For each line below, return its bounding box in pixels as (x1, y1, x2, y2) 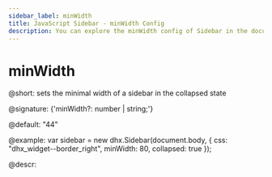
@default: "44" (8, 120, 58, 129)
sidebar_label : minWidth (8, 11, 92, 20)
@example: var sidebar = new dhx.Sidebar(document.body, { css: (8, 135, 228, 145)
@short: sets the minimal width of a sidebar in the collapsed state (8, 88, 227, 98)
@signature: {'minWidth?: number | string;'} (8, 104, 154, 114)
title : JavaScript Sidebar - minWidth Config (8, 19, 164, 27)
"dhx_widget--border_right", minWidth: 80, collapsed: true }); (8, 144, 212, 154)
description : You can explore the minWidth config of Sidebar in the (8, 27, 249, 35)
